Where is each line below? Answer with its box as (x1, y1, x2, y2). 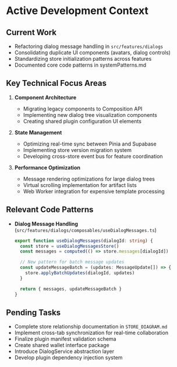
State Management (14, 129, 62, 136)
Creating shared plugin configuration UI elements (23, 117, 141, 124)
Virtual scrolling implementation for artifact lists (23, 181, 137, 188)
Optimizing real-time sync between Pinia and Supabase (23, 140, 157, 147)
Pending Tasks (6, 307, 61, 317)
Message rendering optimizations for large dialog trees (23, 175, 155, 182)
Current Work (6, 27, 57, 37)
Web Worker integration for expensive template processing (23, 188, 165, 195)
